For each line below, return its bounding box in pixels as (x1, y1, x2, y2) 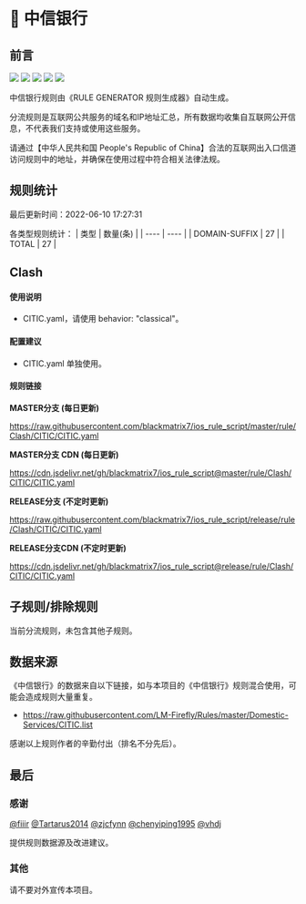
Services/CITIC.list (22, 719, 94, 730)
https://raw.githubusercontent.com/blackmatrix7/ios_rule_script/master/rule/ (9, 420, 297, 431)
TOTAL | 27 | (9, 238, 56, 249)
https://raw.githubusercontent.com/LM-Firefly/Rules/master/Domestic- (22, 710, 289, 721)
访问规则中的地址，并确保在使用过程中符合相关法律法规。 (9, 154, 225, 164)
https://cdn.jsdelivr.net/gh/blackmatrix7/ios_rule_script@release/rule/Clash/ (9, 560, 294, 571)
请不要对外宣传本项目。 (9, 885, 97, 896)
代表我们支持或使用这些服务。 (33, 123, 146, 133)
